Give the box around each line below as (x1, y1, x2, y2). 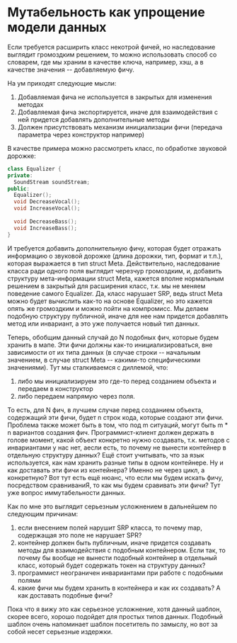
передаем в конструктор (17, 384, 93, 393)
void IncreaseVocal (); (13, 205, 81, 212)
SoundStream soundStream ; (13, 178, 91, 186)
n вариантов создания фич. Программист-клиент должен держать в (7, 428, 214, 436)
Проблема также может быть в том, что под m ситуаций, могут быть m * (7, 421, 229, 429)
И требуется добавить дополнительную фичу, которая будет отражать (7, 244, 221, 252)
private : (7, 171, 33, 179)
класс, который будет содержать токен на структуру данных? (17, 561, 206, 569)
